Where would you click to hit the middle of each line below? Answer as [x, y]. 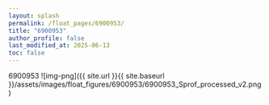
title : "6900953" [38, 30]
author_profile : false [46, 38]
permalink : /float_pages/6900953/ [67, 23]
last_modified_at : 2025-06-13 [59, 46]
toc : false [27, 53]
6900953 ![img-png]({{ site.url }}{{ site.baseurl [86, 76]
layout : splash [34, 16]
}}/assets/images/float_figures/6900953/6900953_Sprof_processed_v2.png [135, 84]
